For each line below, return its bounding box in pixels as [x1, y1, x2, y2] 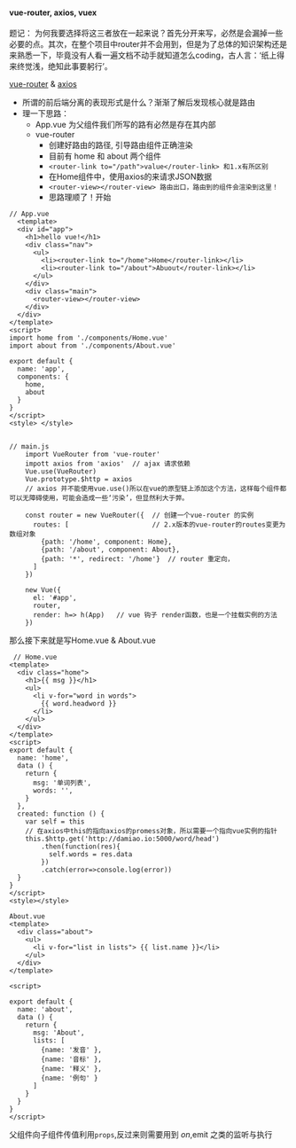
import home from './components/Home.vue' [9, 333, 168, 343]
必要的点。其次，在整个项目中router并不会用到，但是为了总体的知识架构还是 [9, 39, 288, 50]
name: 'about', [17, 1005, 74, 1014]
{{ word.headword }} [41, 699, 117, 708]
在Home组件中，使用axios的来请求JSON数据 [48, 171, 213, 182]
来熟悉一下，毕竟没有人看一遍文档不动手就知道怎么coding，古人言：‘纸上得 [9, 50, 285, 61]
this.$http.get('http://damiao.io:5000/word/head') [25, 834, 220, 844]
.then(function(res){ [41, 842, 121, 851]
